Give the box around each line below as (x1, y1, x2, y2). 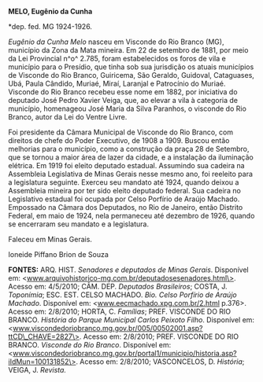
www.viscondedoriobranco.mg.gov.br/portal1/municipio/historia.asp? (13, 349, 238, 358)
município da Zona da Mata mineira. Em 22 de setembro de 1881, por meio (8, 46, 249, 54)
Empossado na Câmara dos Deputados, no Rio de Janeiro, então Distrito (8, 203, 243, 211)
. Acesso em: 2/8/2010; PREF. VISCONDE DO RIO (79, 332, 239, 341)
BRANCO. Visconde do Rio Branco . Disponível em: (8, 340, 172, 349)
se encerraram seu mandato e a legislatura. (8, 219, 150, 229)
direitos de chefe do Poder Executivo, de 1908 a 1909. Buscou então (8, 136, 230, 145)
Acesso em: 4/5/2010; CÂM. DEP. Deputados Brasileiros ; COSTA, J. (8, 282, 228, 291)
